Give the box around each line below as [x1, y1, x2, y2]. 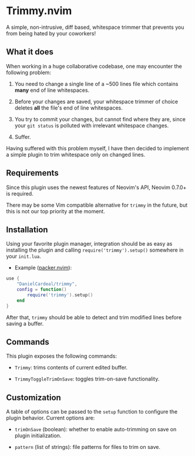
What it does [6, 47, 54, 57]
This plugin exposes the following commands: [6, 352, 117, 360]
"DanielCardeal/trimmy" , [16, 281, 78, 287]
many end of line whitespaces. [14, 87, 90, 94]
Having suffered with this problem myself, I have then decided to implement [6, 144, 189, 151]
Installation [6, 224, 48, 234]
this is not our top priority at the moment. [6, 207, 106, 214]
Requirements [6, 168, 59, 178]
